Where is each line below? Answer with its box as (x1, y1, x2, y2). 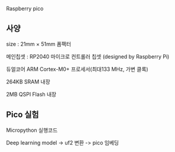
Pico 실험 (6, 109, 40, 120)
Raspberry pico (6, 5, 44, 12)
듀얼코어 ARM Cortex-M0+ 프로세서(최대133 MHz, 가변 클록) (6, 65, 149, 73)
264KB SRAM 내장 (6, 78, 50, 85)
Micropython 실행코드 (6, 127, 58, 134)
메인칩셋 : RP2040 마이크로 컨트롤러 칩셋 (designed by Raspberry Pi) (6, 53, 170, 60)
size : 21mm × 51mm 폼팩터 (6, 40, 72, 47)
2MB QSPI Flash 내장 (6, 90, 57, 98)
